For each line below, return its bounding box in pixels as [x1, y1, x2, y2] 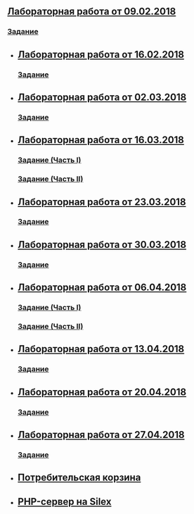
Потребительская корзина [17, 472, 141, 484]
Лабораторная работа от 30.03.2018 [17, 239, 187, 251]
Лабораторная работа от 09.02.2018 [7, 6, 176, 18]
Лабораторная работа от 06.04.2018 [17, 282, 187, 294]
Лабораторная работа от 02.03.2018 [17, 92, 187, 104]
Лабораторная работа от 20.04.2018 [17, 386, 187, 398]
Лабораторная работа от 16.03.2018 [17, 134, 185, 146]
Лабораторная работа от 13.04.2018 [17, 343, 185, 355]
